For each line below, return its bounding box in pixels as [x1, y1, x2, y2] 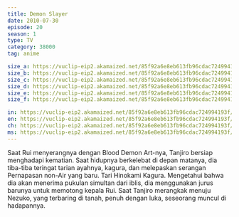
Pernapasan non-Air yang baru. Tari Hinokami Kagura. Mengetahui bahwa [7, 171, 224, 179]
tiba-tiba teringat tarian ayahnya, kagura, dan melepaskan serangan [7, 163, 206, 171]
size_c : [7, 76, 31, 83]
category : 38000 [7, 43, 55, 51]
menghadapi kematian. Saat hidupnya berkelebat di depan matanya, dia [7, 156, 218, 164]
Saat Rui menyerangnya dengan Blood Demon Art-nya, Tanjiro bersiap [7, 148, 213, 157]
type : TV [7, 37, 33, 44]
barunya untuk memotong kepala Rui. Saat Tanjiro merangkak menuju [7, 186, 211, 194]
